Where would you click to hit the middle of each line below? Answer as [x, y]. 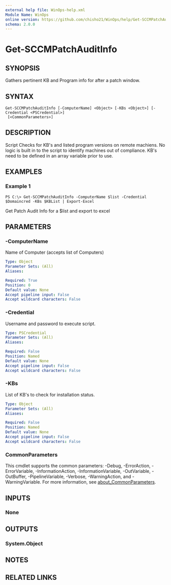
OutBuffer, [16, 476]
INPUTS [18, 498]
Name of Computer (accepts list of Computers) [55, 252]
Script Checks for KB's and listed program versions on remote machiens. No [85, 145]
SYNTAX [20, 97]
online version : [22, 19]
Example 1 [18, 187]
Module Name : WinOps [27, 15]
